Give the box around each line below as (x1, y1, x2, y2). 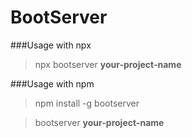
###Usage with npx (10, 39, 92, 51)
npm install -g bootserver (34, 97, 140, 109)
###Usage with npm (10, 77, 95, 90)
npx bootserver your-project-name (34, 58, 182, 70)
